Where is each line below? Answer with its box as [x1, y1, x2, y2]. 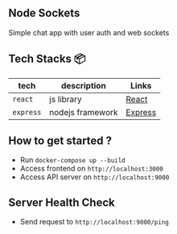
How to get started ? [8, 134, 113, 148]
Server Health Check [8, 195, 115, 209]
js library [49, 93, 82, 105]
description [60, 80, 106, 91]
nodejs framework [49, 106, 118, 117]
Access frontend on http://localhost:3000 [19, 164, 163, 174]
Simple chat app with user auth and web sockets [8, 27, 170, 37]
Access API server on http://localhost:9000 [19, 172, 170, 182]
